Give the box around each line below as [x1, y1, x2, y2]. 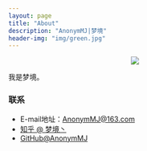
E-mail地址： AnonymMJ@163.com [19, 114, 135, 124]
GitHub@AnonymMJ [19, 133, 88, 143]
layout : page [8, 11, 52, 20]
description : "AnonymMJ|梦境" [8, 27, 107, 35]
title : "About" [8, 19, 59, 27]
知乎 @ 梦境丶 [19, 124, 67, 133]
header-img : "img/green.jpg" [8, 34, 106, 43]
